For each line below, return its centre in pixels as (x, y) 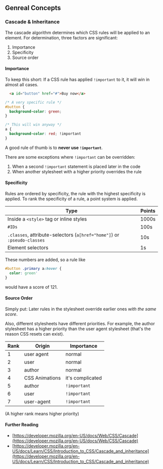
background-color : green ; (36, 112)
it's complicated (83, 378)
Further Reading (22, 425)
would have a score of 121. (32, 287)
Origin (42, 346)
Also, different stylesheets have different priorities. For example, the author (80, 323)
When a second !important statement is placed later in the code (76, 166)
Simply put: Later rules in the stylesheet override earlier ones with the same (81, 309)
